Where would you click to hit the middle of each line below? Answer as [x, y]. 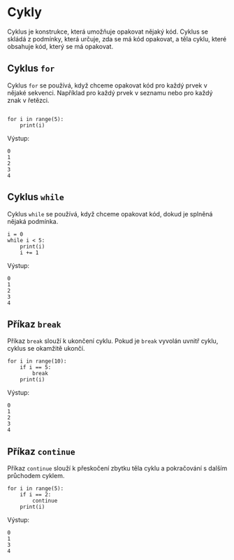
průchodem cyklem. [36, 476]
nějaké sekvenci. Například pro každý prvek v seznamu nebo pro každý [110, 92]
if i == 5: [36, 367]
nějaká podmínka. [33, 221]
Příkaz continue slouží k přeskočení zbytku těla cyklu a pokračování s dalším [117, 468]
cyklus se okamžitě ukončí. [46, 349]
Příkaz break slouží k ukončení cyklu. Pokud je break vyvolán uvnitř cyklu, [113, 341]
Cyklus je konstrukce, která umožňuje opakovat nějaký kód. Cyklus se [108, 31]
